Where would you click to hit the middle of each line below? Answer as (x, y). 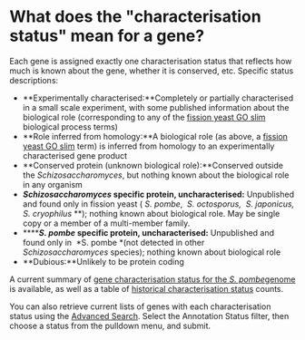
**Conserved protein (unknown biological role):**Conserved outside (153, 165)
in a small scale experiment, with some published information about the (156, 107)
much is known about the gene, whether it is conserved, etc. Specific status (152, 71)
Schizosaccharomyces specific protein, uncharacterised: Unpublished (158, 194)
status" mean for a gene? (107, 36)
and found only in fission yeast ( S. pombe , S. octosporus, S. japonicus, (158, 204)
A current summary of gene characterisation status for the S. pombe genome (152, 279)
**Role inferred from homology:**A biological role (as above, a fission (155, 136)
